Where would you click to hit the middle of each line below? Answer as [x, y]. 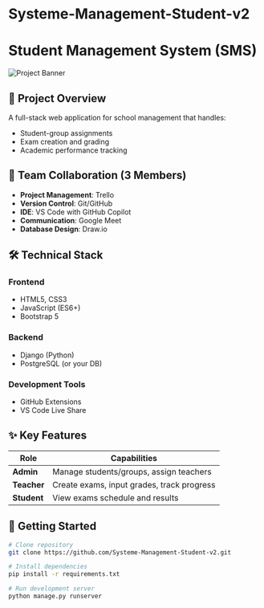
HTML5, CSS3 [43, 300]
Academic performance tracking [73, 150]
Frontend [26, 282]
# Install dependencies [48, 567]
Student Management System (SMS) [133, 51]
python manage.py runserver [55, 596]
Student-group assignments [66, 133]
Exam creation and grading [65, 141]
